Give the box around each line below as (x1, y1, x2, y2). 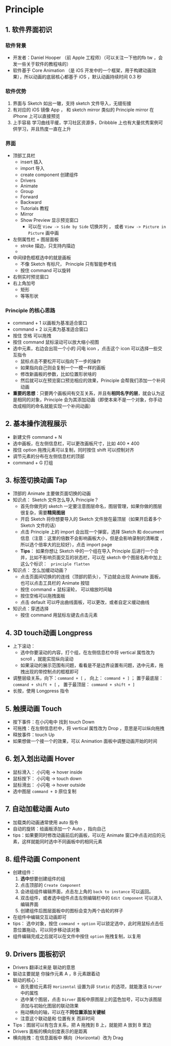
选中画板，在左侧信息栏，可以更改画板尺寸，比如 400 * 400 (12, 440, 140, 446)
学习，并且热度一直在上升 (17, 126, 71, 132)
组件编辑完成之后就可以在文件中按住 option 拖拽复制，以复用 (12, 933, 141, 940)
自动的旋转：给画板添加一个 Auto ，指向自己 (12, 825, 106, 831)
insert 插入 (20, 159, 43, 165)
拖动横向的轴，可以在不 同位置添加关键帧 (20, 1009, 106, 1015)
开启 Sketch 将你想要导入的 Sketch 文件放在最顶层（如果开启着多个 (20, 516, 162, 522)
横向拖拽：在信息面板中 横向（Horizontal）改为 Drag (12, 1035, 124, 1041)
